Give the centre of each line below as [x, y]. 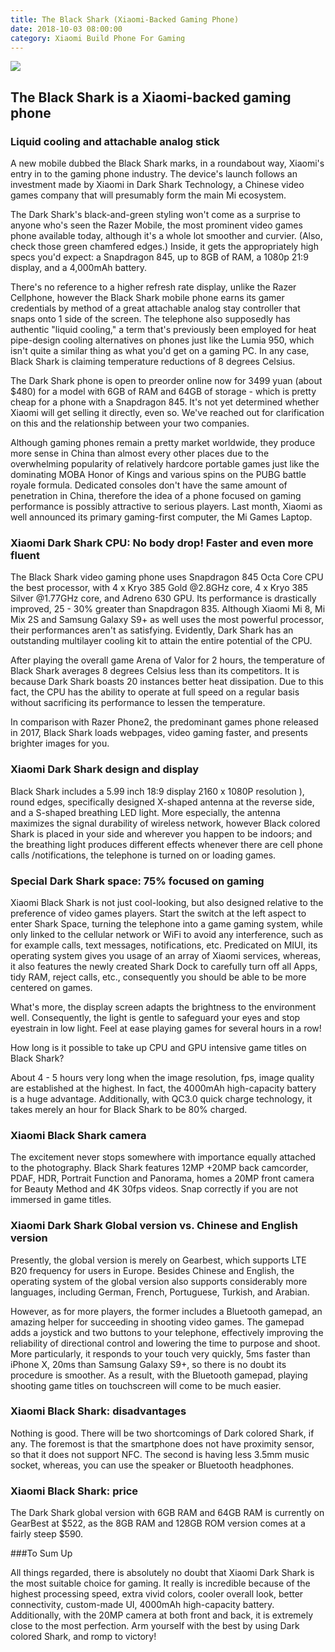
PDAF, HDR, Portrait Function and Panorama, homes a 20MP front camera [162, 1178]
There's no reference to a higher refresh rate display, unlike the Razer [153, 287]
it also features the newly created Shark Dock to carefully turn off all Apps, [164, 966]
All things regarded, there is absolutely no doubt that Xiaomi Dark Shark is [162, 1573]
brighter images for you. [60, 743]
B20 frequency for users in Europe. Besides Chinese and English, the [152, 1270]
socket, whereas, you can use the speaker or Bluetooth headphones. [152, 1465]
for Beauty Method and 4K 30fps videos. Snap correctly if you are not [154, 1189]
